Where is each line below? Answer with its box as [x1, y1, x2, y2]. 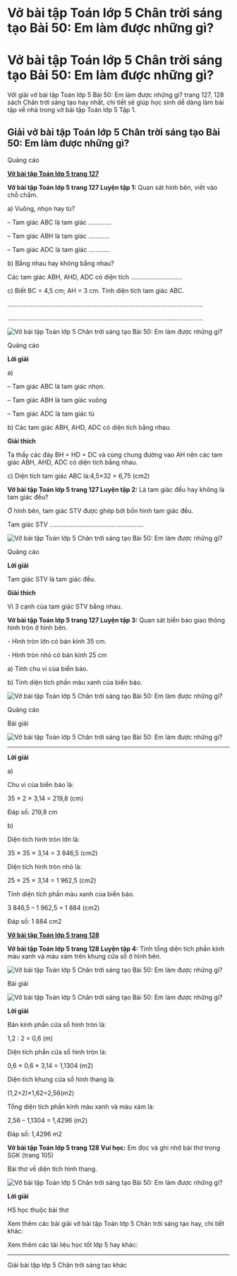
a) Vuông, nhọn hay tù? [7, 204, 75, 212]
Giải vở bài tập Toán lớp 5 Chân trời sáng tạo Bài [7, 126, 221, 138]
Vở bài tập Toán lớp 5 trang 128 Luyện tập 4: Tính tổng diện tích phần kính [7, 944, 225, 953]
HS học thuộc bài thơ [7, 1205, 69, 1214]
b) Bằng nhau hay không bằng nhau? [7, 259, 115, 267]
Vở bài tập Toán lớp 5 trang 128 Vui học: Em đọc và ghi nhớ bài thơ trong [7, 1143, 221, 1152]
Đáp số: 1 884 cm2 [7, 917, 62, 925]
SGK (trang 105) [7, 1150, 54, 1159]
